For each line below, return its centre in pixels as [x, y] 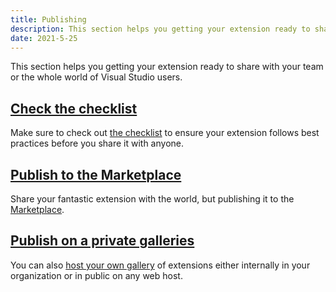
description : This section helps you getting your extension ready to [160, 29]
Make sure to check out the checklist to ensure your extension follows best [165, 133]
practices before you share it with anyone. [97, 143]
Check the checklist [74, 108]
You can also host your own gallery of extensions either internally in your [160, 265]
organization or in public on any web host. [96, 275]
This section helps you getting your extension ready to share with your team [167, 67]
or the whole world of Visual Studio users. [96, 77]
